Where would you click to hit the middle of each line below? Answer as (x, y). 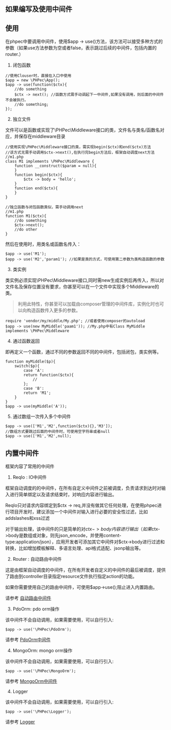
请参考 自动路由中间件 (28, 598)
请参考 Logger (20, 722)
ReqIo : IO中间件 (30, 477)
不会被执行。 (17, 100)
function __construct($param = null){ (55, 166)
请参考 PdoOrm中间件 (28, 640)
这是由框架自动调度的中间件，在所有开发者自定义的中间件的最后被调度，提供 (85, 570)
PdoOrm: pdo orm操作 (36, 609)
